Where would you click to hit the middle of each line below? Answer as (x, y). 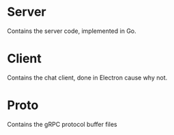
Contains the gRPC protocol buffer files (62, 124)
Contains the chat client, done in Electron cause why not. (87, 77)
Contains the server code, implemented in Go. (72, 31)
